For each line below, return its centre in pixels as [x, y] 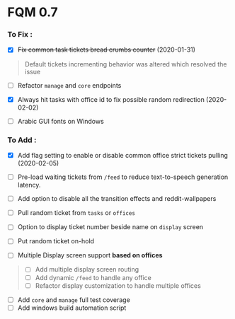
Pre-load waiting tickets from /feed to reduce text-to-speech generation [123, 177]
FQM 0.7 [33, 12]
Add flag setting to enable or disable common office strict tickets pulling [123, 156]
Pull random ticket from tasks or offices [76, 213]
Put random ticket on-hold [56, 241]
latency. [29, 185]
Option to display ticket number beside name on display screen [110, 227]
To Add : [22, 140]
